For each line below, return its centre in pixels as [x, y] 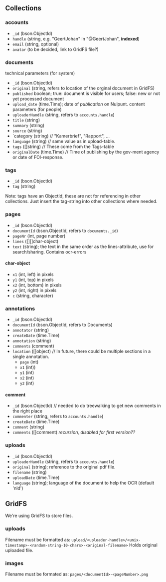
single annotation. [31, 356]
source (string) [27, 130]
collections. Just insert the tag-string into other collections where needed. [82, 201]
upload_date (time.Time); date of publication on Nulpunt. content [79, 104]
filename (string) [29, 472]
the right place [27, 411]
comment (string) [28, 427]
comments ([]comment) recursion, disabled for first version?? [74, 432]
